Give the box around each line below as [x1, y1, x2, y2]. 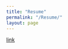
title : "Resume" [6, 8, 47, 15]
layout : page [6, 20, 39, 26]
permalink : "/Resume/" [6, 14, 63, 20]
